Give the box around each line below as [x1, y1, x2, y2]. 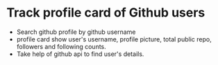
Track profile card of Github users [6, 5, 206, 21]
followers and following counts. [16, 42, 107, 50]
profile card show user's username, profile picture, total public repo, [16, 35, 212, 43]
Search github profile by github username [16, 28, 136, 36]
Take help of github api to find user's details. [16, 50, 144, 58]
